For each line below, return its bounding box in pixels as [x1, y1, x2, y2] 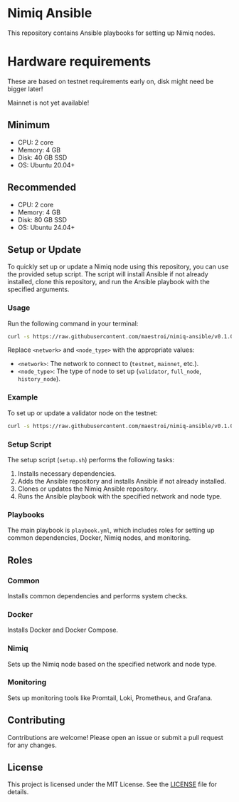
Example [7, 392, 38, 402]
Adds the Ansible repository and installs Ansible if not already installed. [17, 476, 226, 485]
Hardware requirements [7, 53, 152, 70]
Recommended [7, 182, 77, 194]
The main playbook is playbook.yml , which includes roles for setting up [7, 526, 215, 535]
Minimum [7, 119, 51, 131]
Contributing [7, 714, 65, 727]
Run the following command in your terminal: [7, 319, 139, 328]
